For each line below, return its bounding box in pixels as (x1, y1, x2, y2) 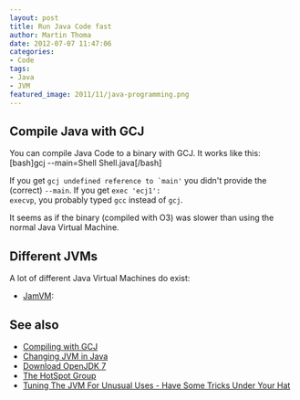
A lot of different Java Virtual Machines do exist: (9, 273, 191, 284)
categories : (9, 47, 55, 57)
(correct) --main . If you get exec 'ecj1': (9, 184, 161, 196)
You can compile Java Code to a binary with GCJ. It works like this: (9, 148, 262, 159)
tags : (9, 65, 30, 74)
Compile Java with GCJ (9, 123, 145, 139)
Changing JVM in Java (22, 351, 109, 362)
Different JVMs (9, 248, 98, 264)
